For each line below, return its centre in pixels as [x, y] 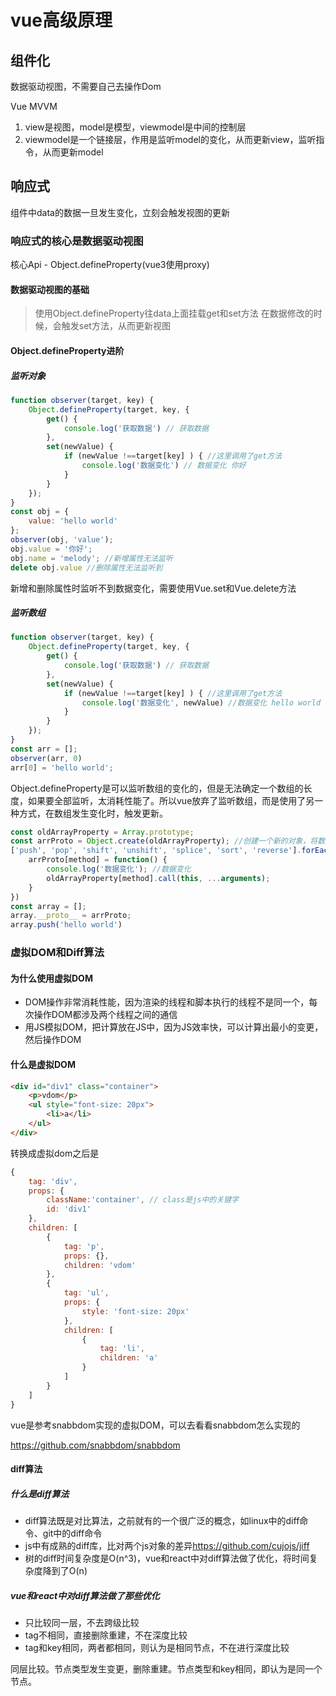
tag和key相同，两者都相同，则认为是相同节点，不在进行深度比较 [157, 1648]
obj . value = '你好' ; [51, 549]
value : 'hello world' [73, 521]
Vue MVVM [34, 106]
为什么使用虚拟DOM [51, 978]
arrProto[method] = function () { [98, 860]
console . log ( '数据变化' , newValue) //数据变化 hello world [201, 702]
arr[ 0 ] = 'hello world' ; [62, 767]
